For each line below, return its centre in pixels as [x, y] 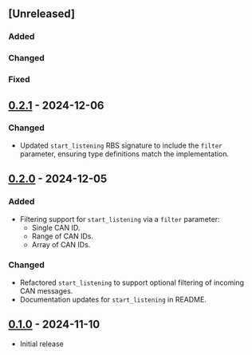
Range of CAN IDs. [63, 236]
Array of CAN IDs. [61, 244]
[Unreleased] [42, 14]
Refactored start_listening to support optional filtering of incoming [132, 282]
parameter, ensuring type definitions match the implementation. [124, 154]
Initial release [41, 344]
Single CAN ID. [56, 227]
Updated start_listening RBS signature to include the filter [121, 145]
